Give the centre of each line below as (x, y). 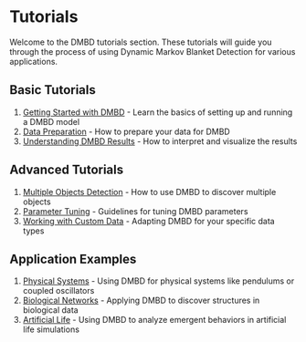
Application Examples (73, 259)
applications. (33, 61)
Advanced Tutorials (67, 170)
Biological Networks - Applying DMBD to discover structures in (141, 301)
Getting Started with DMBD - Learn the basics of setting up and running (158, 112)
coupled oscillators (58, 291)
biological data (51, 310)
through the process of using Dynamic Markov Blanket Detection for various (153, 51)
